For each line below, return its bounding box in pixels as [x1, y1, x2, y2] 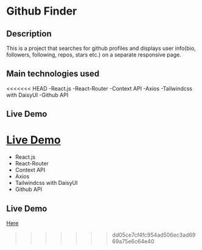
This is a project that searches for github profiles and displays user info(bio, [6, 44, 196, 52]
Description [6, 29, 52, 39]
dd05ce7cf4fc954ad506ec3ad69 [112, 231, 196, 238]
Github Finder [6, 4, 77, 18]
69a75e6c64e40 [112, 237, 155, 245]
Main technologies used [6, 69, 100, 79]
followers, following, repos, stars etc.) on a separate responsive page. [6, 51, 181, 58]
